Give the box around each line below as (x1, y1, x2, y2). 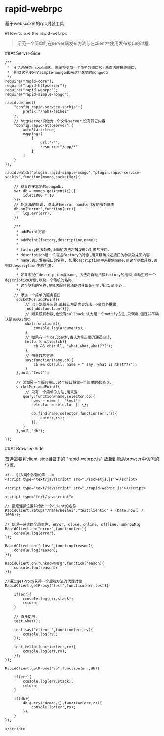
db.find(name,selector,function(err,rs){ (31, 411, 118, 416)
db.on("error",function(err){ (14, 206, 76, 211)
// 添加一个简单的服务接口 (14, 292, 61, 298)
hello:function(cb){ (25, 339, 67, 344)
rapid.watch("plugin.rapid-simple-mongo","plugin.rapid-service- (5, 170, 141, 175)
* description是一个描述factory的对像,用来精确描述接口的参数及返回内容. (16, 252, 152, 257)
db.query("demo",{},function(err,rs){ (23, 701, 102, 705)
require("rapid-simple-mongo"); (5, 92, 71, 97)
